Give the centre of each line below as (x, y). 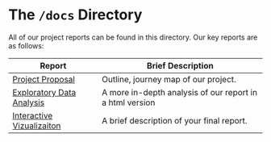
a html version (129, 102)
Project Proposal (44, 79)
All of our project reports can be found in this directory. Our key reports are (133, 37)
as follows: (26, 45)
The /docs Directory (75, 15)
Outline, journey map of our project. (169, 79)
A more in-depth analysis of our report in (180, 92)
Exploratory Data (44, 92)
